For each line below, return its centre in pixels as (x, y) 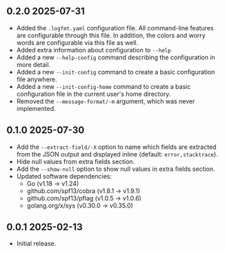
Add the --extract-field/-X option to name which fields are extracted (116, 147)
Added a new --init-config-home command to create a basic (104, 86)
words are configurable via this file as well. (77, 42)
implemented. (36, 108)
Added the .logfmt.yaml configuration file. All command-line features (115, 28)
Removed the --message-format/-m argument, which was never (106, 101)
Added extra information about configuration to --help (94, 50)
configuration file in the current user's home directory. (94, 94)
